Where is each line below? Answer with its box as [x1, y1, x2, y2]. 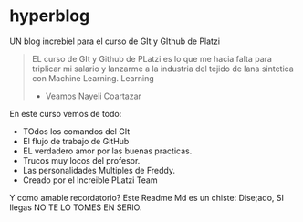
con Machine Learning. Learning [31, 72, 155, 83]
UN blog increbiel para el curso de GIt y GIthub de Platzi [9, 36, 221, 47]
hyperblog [9, 5, 90, 26]
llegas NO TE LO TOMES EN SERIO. [9, 202, 142, 213]
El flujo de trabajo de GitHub [22, 135, 130, 146]
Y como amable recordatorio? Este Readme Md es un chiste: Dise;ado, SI [9, 192, 285, 203]
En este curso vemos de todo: [9, 108, 122, 119]
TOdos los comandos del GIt [22, 125, 131, 137]
